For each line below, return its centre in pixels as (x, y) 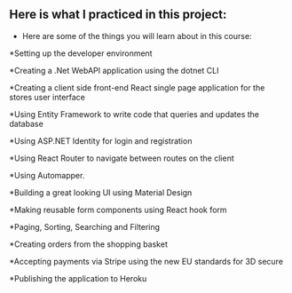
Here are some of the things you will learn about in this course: (137, 36)
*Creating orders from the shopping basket (89, 244)
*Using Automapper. (47, 175)
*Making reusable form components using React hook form (118, 210)
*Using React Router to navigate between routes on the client (122, 158)
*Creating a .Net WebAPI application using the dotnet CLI (114, 70)
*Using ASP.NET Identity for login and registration (101, 140)
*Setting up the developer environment (81, 53)
